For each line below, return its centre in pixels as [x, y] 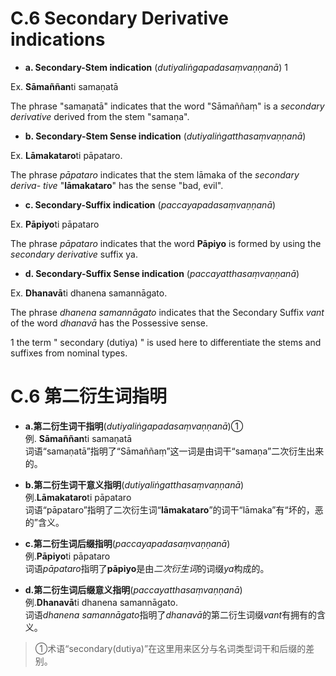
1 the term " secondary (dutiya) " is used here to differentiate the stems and [166, 342]
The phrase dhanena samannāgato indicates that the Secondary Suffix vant [167, 312]
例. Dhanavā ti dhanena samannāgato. [101, 602]
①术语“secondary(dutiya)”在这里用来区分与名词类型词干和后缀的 [170, 648]
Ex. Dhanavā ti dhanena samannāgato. [89, 293]
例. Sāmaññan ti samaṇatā [78, 438]
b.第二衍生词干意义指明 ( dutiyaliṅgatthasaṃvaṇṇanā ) [134, 484]
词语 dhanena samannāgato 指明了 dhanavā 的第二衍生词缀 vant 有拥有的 [170, 614]
